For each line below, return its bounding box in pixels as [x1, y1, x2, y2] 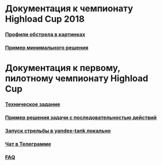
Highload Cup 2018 [5, 13, 85, 25]
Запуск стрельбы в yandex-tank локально [5, 127, 111, 134]
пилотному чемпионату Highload [5, 73, 148, 84]
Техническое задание [5, 101, 60, 108]
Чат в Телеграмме [5, 140, 52, 147]
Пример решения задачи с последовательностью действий [5, 114, 157, 121]
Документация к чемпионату [5, 3, 134, 14]
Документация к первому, [5, 63, 120, 74]
